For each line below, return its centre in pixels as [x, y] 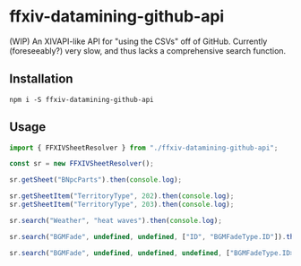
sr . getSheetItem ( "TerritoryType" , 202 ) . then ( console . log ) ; [122, 196]
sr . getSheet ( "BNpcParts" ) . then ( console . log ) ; [95, 180]
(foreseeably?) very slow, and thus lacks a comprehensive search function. [148, 50]
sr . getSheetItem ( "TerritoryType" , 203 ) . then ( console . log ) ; [122, 205]
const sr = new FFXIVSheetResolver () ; [82, 164]
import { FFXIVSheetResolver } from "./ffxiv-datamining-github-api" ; [144, 148]
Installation [41, 79]
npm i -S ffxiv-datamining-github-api [82, 99]
